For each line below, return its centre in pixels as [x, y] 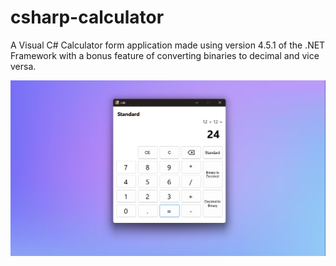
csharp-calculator [87, 17]
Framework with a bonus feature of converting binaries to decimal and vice [165, 55]
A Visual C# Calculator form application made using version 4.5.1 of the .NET [168, 45]
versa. [23, 66]
